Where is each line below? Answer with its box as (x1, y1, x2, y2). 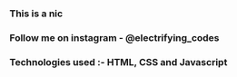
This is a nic (9, 7, 64, 20)
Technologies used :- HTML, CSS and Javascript (9, 55, 228, 68)
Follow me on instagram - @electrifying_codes (9, 31, 220, 43)
